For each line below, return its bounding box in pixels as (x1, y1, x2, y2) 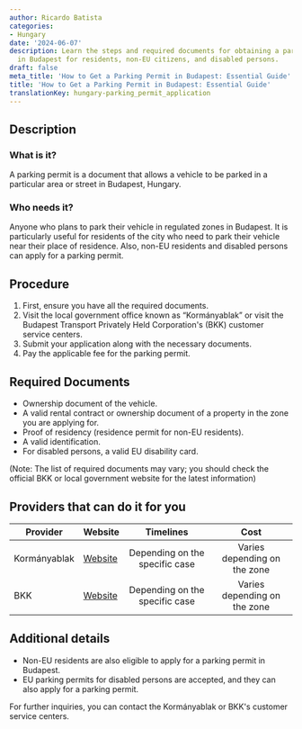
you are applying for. (22, 418, 100, 428)
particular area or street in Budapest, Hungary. (9, 179, 182, 190)
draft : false (9, 64, 58, 73)
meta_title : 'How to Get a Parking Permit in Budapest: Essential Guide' (9, 72, 292, 81)
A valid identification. (22, 436, 101, 447)
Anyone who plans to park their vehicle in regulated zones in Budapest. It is (9, 221, 289, 232)
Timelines (145, 526, 189, 538)
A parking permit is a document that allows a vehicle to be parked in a (9, 169, 268, 180)
